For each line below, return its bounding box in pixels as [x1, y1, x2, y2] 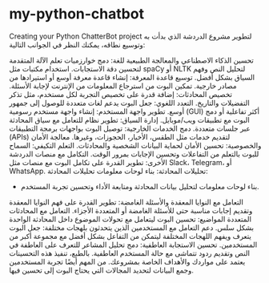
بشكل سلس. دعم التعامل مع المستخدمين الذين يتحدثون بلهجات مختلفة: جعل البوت [9, 222, 255, 232]
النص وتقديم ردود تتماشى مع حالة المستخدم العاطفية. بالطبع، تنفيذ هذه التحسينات [9, 248, 251, 257]
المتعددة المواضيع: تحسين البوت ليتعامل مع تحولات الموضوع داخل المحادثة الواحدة [9, 214, 251, 224]
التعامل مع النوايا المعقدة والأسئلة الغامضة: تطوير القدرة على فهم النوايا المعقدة [9, 197, 243, 207]
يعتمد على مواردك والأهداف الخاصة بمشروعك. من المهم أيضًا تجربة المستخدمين [9, 257, 246, 266]
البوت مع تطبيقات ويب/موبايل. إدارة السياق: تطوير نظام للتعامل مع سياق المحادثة [9, 115, 251, 124]
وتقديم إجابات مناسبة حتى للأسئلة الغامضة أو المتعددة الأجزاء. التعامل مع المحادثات [9, 205, 253, 215]
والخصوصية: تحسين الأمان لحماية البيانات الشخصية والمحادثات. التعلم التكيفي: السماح [9, 140, 262, 150]
